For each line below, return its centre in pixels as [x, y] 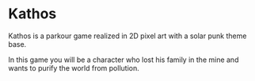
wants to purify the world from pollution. [74, 67]
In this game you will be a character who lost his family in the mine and [124, 60]
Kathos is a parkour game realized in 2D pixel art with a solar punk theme [127, 36]
